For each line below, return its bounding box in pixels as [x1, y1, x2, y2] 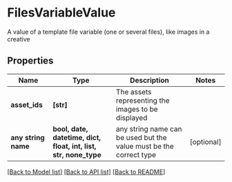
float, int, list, [52, 141, 97, 151]
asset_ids [10, 100, 43, 110]
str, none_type [52, 150, 101, 159]
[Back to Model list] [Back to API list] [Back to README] [7, 168, 166, 176]
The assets [116, 87, 152, 97]
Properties [7, 55, 54, 67]
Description [130, 75, 169, 85]
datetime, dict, [52, 132, 101, 142]
